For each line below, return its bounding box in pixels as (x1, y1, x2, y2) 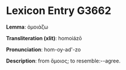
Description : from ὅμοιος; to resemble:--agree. (6, 57, 121, 64)
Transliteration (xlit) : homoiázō (6, 34, 82, 41)
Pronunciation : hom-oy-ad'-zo (6, 45, 81, 53)
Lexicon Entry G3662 (6, 4, 111, 17)
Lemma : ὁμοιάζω (6, 23, 49, 30)
